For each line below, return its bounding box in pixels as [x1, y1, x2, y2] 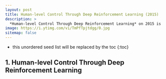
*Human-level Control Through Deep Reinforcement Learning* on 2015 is [9, 21, 162, 26]
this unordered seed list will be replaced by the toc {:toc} [12, 44, 129, 50]
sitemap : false [5, 30, 37, 35]
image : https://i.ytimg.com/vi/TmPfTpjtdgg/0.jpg [5, 26, 110, 31]
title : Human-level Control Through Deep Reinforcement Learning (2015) [5, 12, 159, 17]
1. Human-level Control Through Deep [5, 58, 125, 67]
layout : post [5, 7, 32, 12]
